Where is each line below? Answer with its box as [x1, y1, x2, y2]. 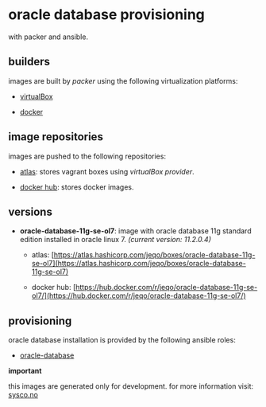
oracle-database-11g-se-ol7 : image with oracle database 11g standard [19, 226, 252, 236]
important [8, 366, 42, 376]
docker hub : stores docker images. [19, 182, 134, 192]
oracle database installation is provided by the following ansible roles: [8, 335, 236, 345]
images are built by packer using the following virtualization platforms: [8, 76, 238, 85]
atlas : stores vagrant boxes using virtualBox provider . [19, 166, 195, 176]
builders [8, 55, 50, 68]
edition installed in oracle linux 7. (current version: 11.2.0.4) [19, 235, 212, 245]
